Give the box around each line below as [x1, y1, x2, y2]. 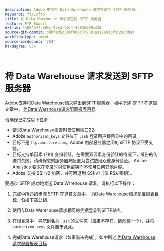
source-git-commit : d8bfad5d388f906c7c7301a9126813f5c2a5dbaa [5, 30, 135, 35]
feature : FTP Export [5, 21, 47, 26]
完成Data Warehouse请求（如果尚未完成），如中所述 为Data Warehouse [12, 234, 156, 240]
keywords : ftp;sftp [5, 12, 45, 17]
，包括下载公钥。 [16, 197, 51, 202]
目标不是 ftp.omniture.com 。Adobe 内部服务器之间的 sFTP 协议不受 [12, 139, 149, 145]
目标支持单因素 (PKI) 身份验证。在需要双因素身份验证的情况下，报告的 [12, 151, 153, 157]
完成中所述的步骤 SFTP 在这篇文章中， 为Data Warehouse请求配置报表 [12, 191, 155, 197]
